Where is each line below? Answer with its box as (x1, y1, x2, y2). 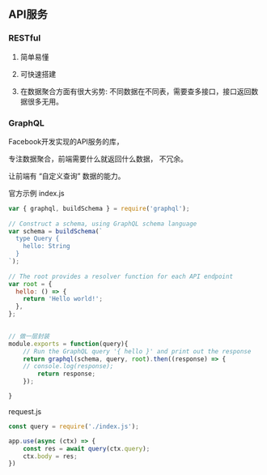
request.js (8, 406, 42, 416)
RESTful (8, 32, 41, 44)
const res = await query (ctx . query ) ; (23, 444, 150, 452)
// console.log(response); (23, 362, 114, 370)
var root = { (8, 280, 53, 288)
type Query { (15, 234, 60, 243)
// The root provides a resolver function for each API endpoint (8, 272, 233, 280)
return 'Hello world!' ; (23, 295, 104, 303)
